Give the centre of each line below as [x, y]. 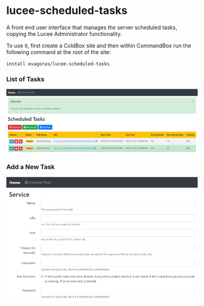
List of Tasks [25, 79]
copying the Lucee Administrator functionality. [64, 33]
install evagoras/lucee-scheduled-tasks [58, 64]
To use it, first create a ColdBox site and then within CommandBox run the [99, 46]
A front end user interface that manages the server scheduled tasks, [92, 27]
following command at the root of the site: [59, 52]
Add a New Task [31, 167]
